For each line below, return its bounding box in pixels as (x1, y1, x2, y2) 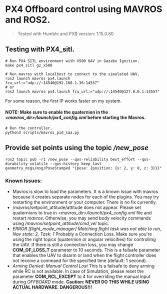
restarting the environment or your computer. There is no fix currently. (12, 199, 157, 205)
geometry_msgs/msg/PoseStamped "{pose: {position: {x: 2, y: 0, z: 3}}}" (5, 165, 162, 170)
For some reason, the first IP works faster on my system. (5, 97, 122, 103)
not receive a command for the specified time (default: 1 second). (12, 257, 147, 263)
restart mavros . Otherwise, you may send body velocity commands (12, 215, 151, 221)
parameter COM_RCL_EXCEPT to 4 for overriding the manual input (12, 273, 151, 279)
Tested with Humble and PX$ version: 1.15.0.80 (17, 30, 114, 36)
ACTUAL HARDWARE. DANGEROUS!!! (12, 284, 92, 290)
